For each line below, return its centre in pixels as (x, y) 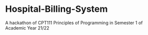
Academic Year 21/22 (27, 28)
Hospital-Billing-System (56, 9)
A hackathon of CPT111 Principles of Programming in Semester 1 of (74, 23)
